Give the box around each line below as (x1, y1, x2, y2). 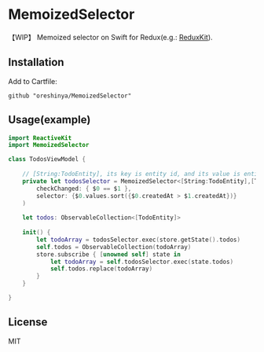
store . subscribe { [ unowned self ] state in (36, 250, 181, 258)
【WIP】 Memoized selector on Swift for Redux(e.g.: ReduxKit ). (8, 32, 214, 42)
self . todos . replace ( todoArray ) (49, 265, 153, 273)
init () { (22, 229, 51, 236)
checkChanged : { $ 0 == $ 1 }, (36, 185, 132, 192)
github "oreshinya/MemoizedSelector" (8, 92, 132, 100)
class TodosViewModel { (8, 156, 86, 163)
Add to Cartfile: (8, 76, 57, 86)
